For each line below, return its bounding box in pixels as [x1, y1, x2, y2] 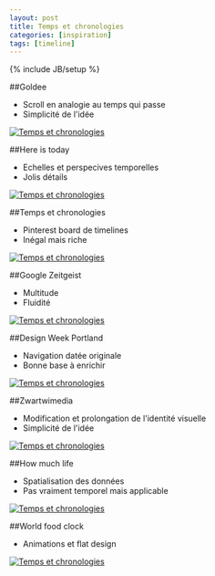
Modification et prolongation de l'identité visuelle [22, 413, 207, 424]
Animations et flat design [22, 539, 117, 550]
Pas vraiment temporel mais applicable [22, 486, 169, 497]
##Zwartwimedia [9, 395, 74, 406]
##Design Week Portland [9, 332, 104, 343]
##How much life [9, 458, 75, 469]
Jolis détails [22, 172, 68, 183]
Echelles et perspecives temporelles [22, 162, 159, 173]
